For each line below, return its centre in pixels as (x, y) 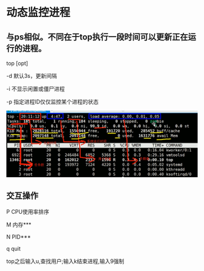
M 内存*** (19, 224)
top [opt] (17, 63)
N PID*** (19, 237)
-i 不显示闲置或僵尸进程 (36, 89)
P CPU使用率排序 (28, 211)
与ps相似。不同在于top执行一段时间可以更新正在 (97, 37)
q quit (14, 248)
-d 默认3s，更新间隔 (32, 76)
